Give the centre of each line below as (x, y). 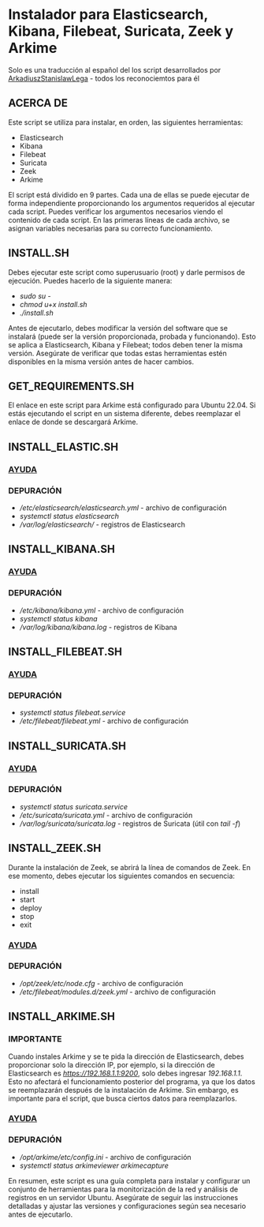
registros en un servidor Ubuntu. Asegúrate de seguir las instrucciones (123, 1197)
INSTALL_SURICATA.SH (67, 746)
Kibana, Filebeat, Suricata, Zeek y (121, 31)
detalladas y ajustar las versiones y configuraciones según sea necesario (127, 1206)
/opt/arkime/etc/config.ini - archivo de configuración (105, 1157)
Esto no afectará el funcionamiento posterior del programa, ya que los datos (132, 1081)
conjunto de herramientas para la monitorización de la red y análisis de (123, 1189)
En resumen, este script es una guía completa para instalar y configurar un (129, 1180)
